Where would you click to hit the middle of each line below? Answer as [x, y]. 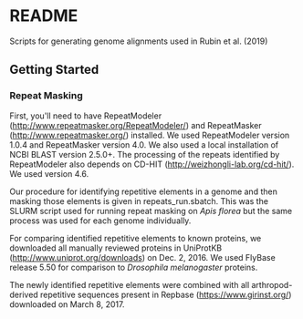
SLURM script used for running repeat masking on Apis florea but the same [151, 211]
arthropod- [272, 284]
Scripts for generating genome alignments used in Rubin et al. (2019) [139, 41]
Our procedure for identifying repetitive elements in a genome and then [144, 191]
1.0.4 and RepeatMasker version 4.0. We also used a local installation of [144, 144]
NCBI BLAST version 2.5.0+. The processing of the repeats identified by [145, 154]
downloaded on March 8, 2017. [67, 304]
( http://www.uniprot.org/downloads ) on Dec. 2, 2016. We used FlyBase [142, 257]
